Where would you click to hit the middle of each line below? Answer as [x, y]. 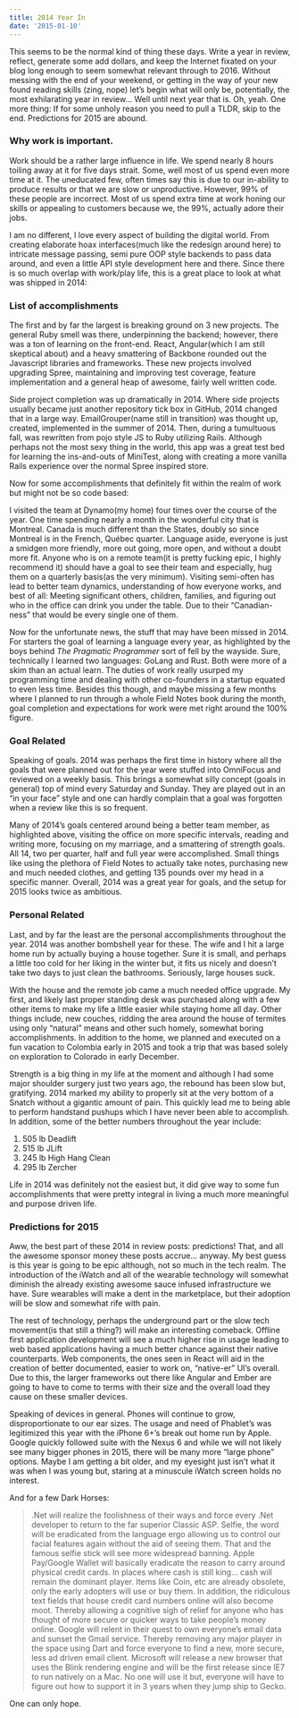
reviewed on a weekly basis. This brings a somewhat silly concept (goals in [147, 779]
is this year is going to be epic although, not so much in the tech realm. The [148, 1265]
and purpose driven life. [53, 1203]
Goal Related [37, 741]
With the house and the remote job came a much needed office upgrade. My [150, 990]
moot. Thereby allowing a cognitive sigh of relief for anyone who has [157, 1610]
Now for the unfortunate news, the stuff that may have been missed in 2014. [149, 633]
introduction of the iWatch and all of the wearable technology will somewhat [149, 1274]
